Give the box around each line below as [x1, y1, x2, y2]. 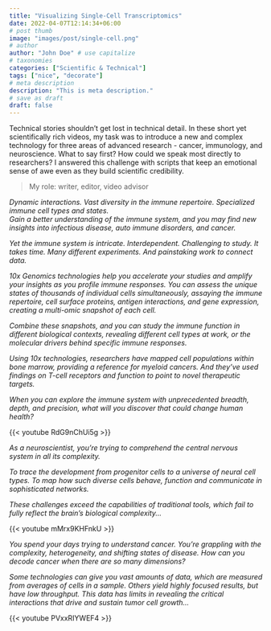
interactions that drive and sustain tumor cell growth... [9, 598, 190, 608]
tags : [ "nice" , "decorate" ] [9, 72, 104, 80]
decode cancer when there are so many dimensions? [9, 556, 186, 567]
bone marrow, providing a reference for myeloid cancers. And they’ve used [9, 363, 259, 372]
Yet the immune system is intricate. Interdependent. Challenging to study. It [9, 239, 259, 248]
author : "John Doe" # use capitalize [9, 49, 136, 57]
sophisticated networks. [9, 484, 89, 494]
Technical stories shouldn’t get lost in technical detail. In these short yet [9, 124, 247, 133]
